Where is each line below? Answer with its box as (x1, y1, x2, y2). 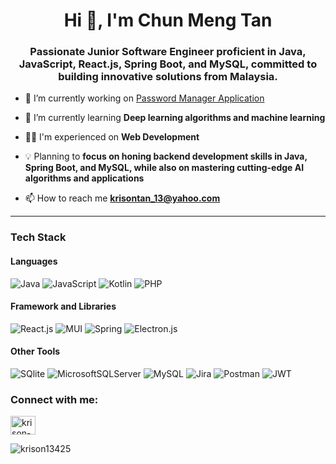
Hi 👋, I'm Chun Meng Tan (63, 9, 273, 32)
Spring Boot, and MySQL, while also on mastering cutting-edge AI (24, 162, 305, 174)
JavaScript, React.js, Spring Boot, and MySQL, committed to (18, 57, 318, 71)
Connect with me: (10, 392, 99, 406)
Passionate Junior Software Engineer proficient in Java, (29, 45, 307, 59)
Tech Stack (10, 230, 67, 244)
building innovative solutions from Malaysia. (58, 70, 278, 84)
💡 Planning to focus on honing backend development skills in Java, (24, 150, 308, 163)
